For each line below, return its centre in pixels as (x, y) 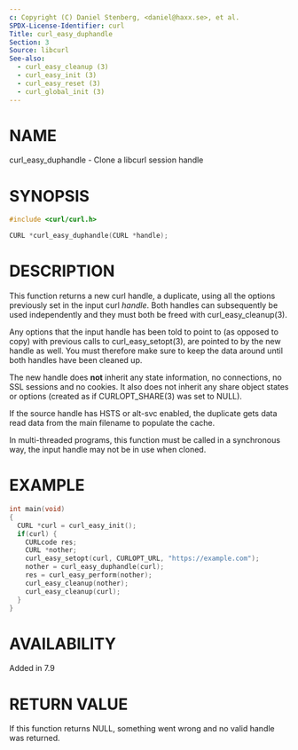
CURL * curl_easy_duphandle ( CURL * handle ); (89, 236)
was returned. (35, 738)
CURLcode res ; (51, 542)
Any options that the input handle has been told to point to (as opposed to (144, 332)
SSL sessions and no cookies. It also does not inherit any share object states (149, 387)
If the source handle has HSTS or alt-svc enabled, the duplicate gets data (143, 414)
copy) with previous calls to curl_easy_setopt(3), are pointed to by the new (145, 342)
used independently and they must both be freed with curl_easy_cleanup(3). (149, 315)
